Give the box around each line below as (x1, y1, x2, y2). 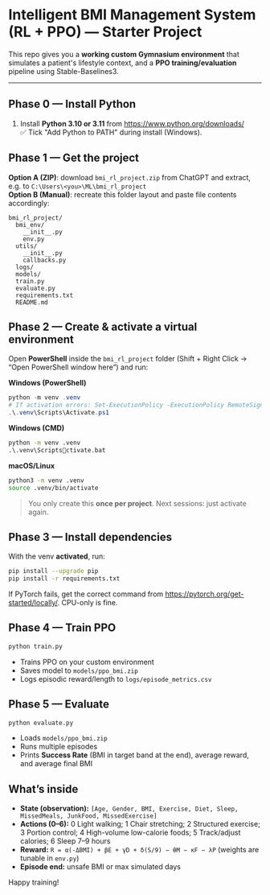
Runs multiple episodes (19, 742, 98, 752)
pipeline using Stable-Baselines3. (8, 66, 119, 76)
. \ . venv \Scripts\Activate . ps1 (8, 409, 110, 417)
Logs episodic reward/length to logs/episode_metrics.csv (19, 674, 212, 683)
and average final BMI (19, 759, 93, 769)
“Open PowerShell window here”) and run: (8, 362, 149, 372)
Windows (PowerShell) (8, 378, 87, 388)
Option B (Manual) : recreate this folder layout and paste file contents (8, 189, 237, 199)
